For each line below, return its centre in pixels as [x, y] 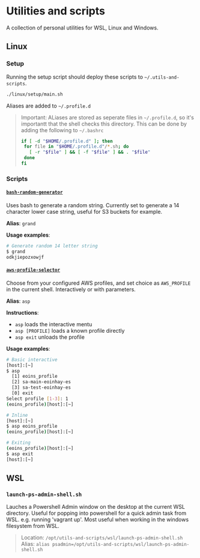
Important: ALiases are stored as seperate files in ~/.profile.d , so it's [107, 117]
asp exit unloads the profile [50, 337]
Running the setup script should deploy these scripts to [74, 77]
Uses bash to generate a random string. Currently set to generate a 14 [93, 205]
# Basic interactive [32, 359]
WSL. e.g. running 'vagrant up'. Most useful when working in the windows [98, 520]
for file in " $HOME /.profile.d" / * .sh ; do [76, 147]
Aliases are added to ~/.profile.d [49, 106]
